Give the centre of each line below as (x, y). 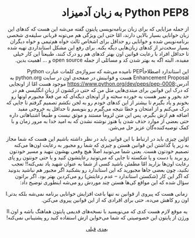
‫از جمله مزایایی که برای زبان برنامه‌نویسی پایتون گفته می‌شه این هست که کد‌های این (98, 29)
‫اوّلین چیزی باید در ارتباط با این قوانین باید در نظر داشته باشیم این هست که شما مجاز (97, 138)
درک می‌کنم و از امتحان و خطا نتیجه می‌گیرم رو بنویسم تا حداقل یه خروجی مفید (103, 108)
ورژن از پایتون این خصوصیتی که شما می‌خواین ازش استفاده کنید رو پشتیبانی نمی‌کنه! (98, 217)
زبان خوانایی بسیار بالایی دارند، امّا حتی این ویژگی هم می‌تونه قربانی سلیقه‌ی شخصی (98, 35)
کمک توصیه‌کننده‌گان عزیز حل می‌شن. (148, 127)
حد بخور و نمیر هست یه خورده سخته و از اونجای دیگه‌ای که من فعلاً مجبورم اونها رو (100, 96)
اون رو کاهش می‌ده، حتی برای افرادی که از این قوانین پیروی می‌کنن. (115, 200)
